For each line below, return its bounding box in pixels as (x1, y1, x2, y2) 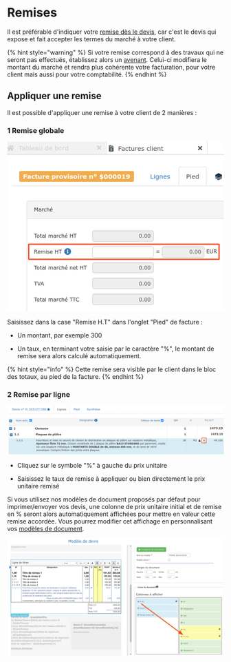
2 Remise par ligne (7, 389, 71, 399)
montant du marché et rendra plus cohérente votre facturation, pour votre (7, 63, 216, 71)
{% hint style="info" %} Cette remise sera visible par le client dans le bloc (7, 365, 217, 373)
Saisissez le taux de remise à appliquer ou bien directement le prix (16, 475, 206, 483)
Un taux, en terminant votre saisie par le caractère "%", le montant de (16, 344, 214, 353)
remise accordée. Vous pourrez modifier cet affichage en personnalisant (7, 517, 213, 526)
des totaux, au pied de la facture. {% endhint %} (7, 373, 144, 381)
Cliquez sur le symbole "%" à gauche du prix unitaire (16, 462, 168, 470)
